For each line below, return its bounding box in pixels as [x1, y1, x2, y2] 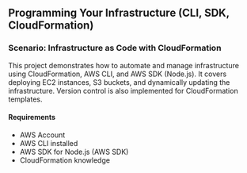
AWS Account [19, 130, 66, 140]
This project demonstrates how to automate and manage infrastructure [8, 60, 240, 70]
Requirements [8, 113, 56, 122]
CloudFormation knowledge [19, 155, 111, 165]
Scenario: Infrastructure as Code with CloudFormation [8, 43, 222, 54]
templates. [8, 94, 43, 104]
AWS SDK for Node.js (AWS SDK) [19, 147, 129, 156]
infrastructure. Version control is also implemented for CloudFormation [8, 86, 239, 95]
